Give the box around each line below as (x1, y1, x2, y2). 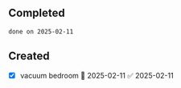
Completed (8, 6, 66, 20)
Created (8, 50, 50, 63)
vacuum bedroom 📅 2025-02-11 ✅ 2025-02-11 (19, 70, 175, 80)
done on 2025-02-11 (8, 27, 74, 35)
